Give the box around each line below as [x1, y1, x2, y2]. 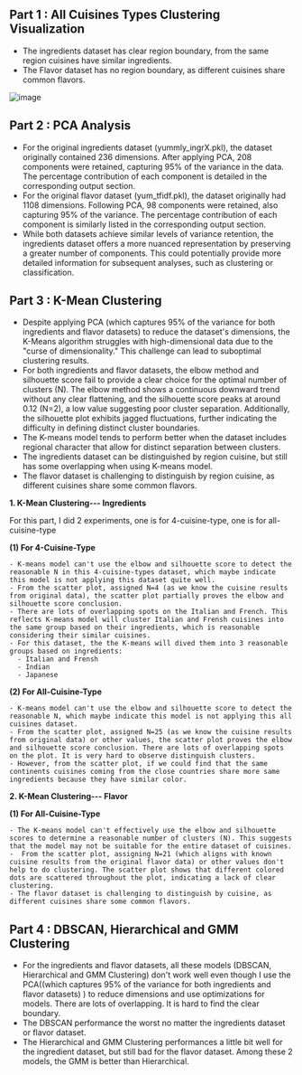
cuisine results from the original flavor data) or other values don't [9, 858, 284, 867]
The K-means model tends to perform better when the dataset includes [22, 432, 287, 443]
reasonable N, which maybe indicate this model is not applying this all [9, 712, 293, 721]
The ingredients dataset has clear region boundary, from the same [22, 45, 269, 56]
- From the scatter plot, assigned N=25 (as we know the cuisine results [9, 728, 293, 737]
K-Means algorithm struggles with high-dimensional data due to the [22, 336, 273, 347]
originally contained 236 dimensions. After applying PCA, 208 [22, 151, 252, 162]
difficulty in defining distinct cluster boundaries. [22, 422, 201, 433]
